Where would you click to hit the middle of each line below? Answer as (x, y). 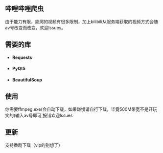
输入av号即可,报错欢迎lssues (44, 115)
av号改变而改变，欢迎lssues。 (35, 27)
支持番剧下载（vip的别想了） (34, 145)
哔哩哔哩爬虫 (24, 9)
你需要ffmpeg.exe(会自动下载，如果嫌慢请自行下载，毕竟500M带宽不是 (77, 109)
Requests (22, 57)
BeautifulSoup (27, 79)
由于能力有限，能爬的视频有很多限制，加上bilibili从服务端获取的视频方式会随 (81, 22)
